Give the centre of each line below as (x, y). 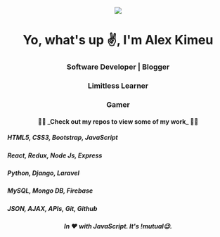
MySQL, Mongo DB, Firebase (50, 191)
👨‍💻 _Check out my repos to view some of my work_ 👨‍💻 (118, 121)
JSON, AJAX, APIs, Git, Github (52, 208)
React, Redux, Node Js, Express (55, 155)
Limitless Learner (118, 86)
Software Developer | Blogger (118, 67)
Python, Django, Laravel (43, 173)
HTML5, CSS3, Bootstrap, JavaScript (63, 138)
